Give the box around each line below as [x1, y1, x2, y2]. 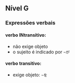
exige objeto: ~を [12, 71, 47, 78]
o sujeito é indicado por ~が [12, 48, 70, 55]
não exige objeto [12, 43, 48, 49]
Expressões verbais [5, 19, 56, 26]
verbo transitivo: [5, 61, 42, 67]
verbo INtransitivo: [5, 32, 46, 38]
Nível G [5, 4, 29, 13]
